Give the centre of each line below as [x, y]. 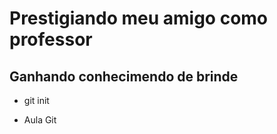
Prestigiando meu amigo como [139, 18]
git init [36, 100]
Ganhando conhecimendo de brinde [124, 76]
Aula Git [40, 120]
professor [51, 39]
